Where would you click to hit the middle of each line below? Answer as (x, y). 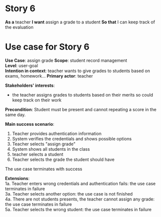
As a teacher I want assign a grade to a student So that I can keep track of (80, 22)
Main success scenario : (30, 124)
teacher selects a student (38, 154)
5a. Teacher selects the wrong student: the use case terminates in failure (78, 209)
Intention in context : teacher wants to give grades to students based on (78, 71)
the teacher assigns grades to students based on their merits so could (83, 95)
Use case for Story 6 (47, 47)
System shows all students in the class (51, 149)
